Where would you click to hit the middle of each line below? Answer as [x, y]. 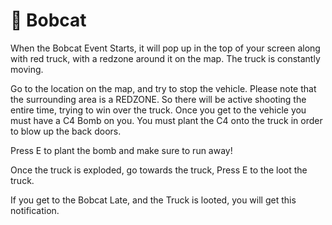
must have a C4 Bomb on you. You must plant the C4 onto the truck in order [166, 120]
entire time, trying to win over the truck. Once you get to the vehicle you [158, 110]
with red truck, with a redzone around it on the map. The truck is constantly [165, 58]
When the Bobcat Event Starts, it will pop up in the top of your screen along [165, 48]
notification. [35, 210]
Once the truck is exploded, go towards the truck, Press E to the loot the [159, 170]
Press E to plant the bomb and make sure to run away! [121, 150]
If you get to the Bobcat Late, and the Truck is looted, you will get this [153, 200]
